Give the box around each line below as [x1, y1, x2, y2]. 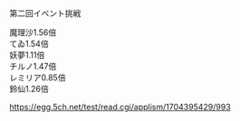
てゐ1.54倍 [9, 39, 49, 49]
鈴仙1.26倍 [9, 84, 49, 94]
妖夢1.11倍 [9, 50, 45, 60]
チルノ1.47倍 [9, 61, 57, 71]
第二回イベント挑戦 [9, 8, 82, 18]
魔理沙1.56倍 [9, 27, 57, 38]
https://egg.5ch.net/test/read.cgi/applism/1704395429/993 [9, 102, 231, 112]
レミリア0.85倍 [9, 72, 66, 83]
